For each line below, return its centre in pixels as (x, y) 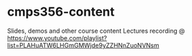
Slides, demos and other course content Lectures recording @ (96, 31)
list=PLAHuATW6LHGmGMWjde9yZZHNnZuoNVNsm (83, 45)
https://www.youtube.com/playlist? (57, 38)
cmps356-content (61, 12)
